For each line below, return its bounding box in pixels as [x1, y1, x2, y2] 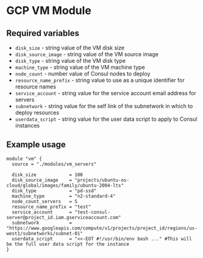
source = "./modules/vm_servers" [12, 161, 97, 167]
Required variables [6, 28, 80, 38]
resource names [15, 83, 57, 90]
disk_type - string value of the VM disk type [15, 57, 126, 64]
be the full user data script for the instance [6, 241, 130, 247]
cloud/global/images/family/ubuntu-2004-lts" [6, 182, 124, 188]
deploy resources [15, 109, 60, 116]
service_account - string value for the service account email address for [15, 90, 196, 96]
